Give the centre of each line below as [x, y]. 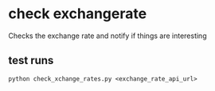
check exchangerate [78, 14]
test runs [31, 61]
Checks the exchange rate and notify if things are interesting [107, 36]
